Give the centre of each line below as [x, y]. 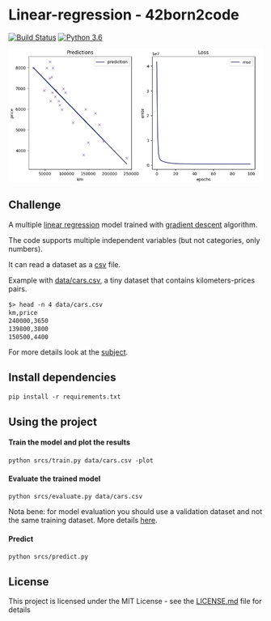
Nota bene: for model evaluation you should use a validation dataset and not [135, 512]
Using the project [53, 421]
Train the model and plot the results [70, 442]
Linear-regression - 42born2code [124, 15]
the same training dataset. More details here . [83, 521]
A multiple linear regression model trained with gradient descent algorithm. [133, 224]
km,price [23, 313]
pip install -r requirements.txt [65, 397]
